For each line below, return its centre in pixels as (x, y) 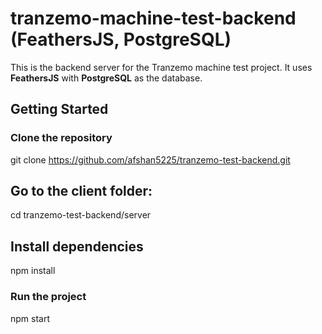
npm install (33, 271)
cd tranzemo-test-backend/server (81, 215)
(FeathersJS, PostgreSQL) (121, 39)
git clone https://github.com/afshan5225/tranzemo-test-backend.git (150, 159)
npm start (30, 318)
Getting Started (59, 109)
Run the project (48, 297)
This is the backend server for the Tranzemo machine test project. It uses (161, 67)
